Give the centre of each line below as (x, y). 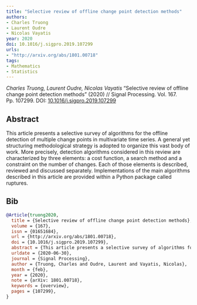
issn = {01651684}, (35, 231)
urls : (13, 50)
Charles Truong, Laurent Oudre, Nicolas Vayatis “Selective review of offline (97, 88)
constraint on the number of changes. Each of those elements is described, (97, 164)
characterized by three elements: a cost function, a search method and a (94, 158)
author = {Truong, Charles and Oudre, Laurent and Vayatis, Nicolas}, (99, 264)
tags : (13, 60)
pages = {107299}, (34, 292)
